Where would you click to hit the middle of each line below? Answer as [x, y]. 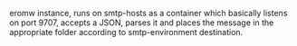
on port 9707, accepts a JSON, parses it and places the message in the [142, 23]
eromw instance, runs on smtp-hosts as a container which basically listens [148, 13]
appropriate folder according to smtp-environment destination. [126, 32]
